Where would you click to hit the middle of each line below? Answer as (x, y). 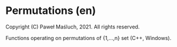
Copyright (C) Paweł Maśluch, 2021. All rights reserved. (73, 27)
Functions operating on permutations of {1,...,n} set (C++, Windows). (88, 38)
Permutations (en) (51, 11)
